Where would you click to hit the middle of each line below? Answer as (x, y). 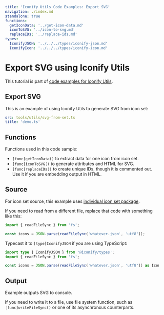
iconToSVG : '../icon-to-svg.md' (42, 30)
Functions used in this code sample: (41, 149)
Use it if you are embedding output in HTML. (57, 174)
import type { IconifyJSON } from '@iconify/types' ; (60, 252)
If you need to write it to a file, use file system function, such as (69, 302)
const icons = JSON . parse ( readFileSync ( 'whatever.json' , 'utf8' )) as (77, 266)
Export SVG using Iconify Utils (67, 67)
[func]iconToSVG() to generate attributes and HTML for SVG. (73, 164)
